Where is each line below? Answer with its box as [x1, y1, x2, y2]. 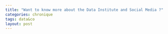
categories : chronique [5, 12, 53, 17]
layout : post [5, 21, 33, 26]
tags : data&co [5, 16, 35, 21]
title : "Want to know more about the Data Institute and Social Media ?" [5, 7, 164, 12]
